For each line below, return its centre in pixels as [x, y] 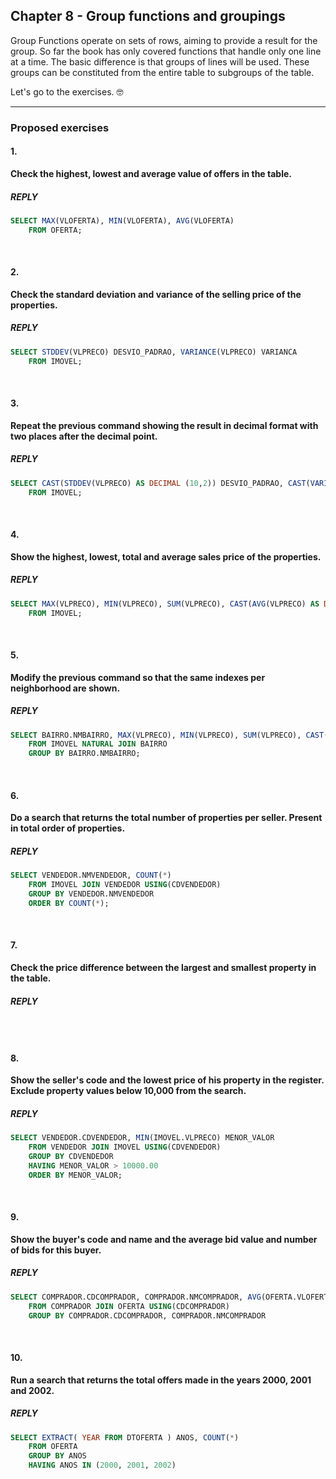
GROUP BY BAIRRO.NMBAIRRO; [84, 754]
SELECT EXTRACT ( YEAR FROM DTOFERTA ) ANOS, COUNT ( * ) [125, 1437]
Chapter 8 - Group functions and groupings [148, 16]
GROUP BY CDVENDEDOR [71, 1156]
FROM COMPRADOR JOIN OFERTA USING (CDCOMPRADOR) [129, 1306]
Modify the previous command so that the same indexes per [138, 677]
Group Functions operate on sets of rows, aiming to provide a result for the [164, 40]
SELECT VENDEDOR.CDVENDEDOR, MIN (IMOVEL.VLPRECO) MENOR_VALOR [142, 1138]
